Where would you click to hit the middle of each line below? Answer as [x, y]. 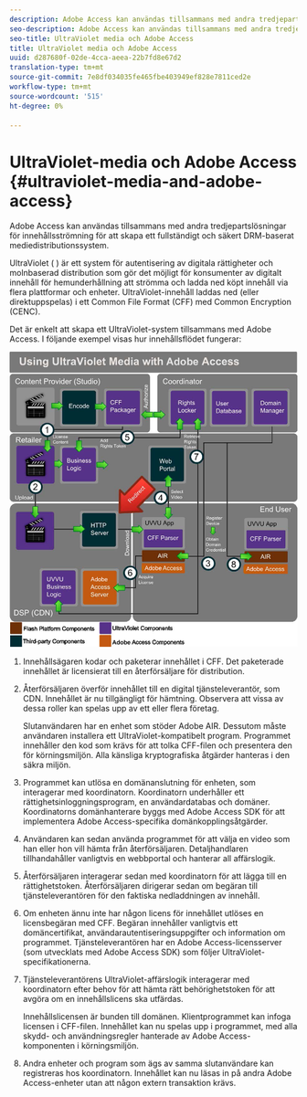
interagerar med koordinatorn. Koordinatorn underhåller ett [133, 792]
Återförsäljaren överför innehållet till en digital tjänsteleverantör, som [151, 689]
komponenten [49, 1046]
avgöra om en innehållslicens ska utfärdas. [103, 999]
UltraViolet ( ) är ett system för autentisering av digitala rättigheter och [142, 263]
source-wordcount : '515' [57, 96]
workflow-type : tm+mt [51, 87]
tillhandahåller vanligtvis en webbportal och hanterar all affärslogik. [149, 859]
